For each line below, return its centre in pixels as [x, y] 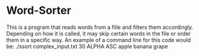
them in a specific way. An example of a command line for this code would [99, 40]
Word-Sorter [39, 11]
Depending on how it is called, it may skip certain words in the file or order [99, 33]
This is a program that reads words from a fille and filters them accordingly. [100, 27]
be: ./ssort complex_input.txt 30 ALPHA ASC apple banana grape [87, 46]
